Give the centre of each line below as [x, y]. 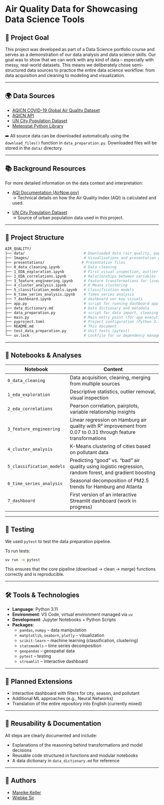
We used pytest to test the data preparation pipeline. [58, 541]
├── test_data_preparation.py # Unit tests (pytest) [68, 331]
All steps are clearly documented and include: [51, 735]
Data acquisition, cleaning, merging [110, 377]
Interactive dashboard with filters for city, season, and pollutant [76, 693]
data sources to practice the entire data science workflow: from [91, 70]
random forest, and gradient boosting [113, 472]
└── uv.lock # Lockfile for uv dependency [75, 336]
